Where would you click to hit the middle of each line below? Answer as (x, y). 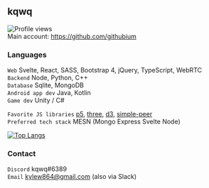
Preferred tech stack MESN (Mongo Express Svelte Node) (94, 122)
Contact (22, 154)
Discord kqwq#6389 (37, 169)
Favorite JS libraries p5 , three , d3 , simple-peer (80, 114)
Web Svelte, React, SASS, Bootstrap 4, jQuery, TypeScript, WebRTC (105, 70)
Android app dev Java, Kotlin (49, 93)
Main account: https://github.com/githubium (72, 36)
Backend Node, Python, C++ (48, 78)
